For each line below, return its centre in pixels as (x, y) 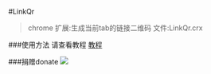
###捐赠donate (33, 62)
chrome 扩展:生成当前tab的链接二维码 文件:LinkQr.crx (115, 28)
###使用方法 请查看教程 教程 (55, 45)
